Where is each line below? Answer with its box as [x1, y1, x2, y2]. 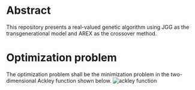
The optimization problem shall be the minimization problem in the [6, 70, 170, 78]
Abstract [6, 4, 51, 17]
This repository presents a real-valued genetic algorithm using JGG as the [6, 23, 190, 31]
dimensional [6, 77, 37, 84]
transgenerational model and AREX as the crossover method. [6, 29, 157, 37]
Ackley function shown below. [37, 77, 112, 84]
